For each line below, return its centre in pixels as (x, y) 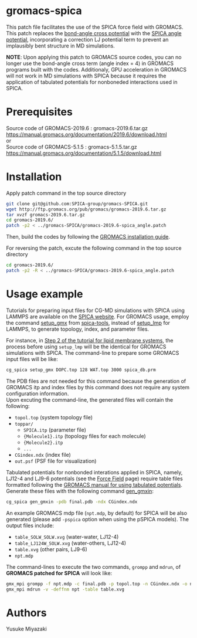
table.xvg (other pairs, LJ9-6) (51, 549)
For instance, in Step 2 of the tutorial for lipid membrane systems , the (90, 340)
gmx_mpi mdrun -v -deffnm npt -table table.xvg (65, 589)
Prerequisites (40, 112)
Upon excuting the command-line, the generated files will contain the (90, 399)
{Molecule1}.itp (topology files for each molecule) (85, 436)
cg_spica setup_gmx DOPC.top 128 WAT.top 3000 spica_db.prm (81, 370)
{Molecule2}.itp (43, 443)
